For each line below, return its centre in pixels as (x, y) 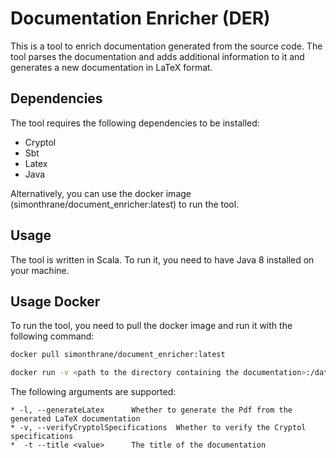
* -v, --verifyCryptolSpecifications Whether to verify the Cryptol (158, 428)
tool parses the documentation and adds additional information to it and (157, 56)
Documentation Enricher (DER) (140, 18)
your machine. (40, 270)
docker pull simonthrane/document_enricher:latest (118, 355)
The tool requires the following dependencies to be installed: (135, 123)
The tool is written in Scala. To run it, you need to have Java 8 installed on (162, 259)
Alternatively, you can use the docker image (101, 193)
